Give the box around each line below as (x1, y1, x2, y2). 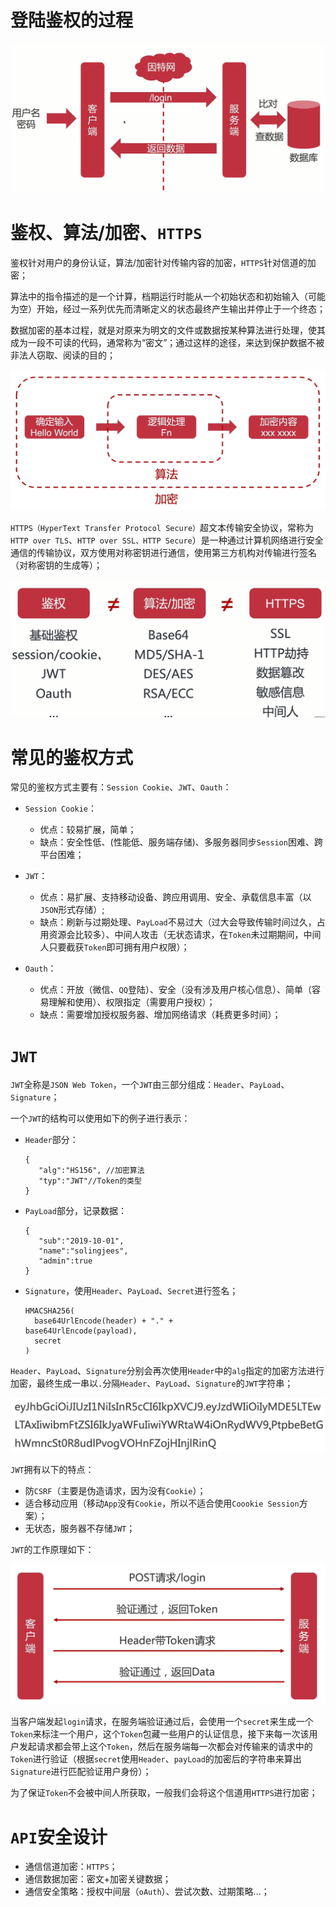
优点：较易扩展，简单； (39, 824, 137, 836)
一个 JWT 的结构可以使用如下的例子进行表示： (10, 1112, 191, 1125)
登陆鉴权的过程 (10, 9, 134, 32)
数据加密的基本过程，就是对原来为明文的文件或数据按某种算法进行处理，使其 (10, 324, 326, 336)
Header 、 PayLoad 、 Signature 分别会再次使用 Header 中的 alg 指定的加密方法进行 (10, 1365, 325, 1377)
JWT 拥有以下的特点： (10, 1464, 95, 1476)
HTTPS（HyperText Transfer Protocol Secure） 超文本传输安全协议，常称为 (10, 522, 314, 534)
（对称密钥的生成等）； (10, 559, 103, 571)
